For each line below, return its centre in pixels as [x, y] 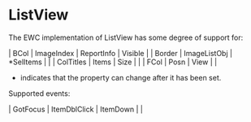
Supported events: [39, 93]
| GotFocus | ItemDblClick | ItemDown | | [76, 109]
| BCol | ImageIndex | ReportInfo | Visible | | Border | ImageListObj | [121, 53]
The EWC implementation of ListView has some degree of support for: [126, 37]
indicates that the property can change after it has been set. [121, 77]
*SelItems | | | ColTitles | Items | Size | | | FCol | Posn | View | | [113, 62]
